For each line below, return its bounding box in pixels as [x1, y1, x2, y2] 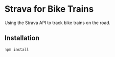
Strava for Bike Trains [4, 3, 94, 15]
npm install [4, 47, 29, 52]
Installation [4, 34, 40, 42]
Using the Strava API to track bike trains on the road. [4, 20, 111, 26]
